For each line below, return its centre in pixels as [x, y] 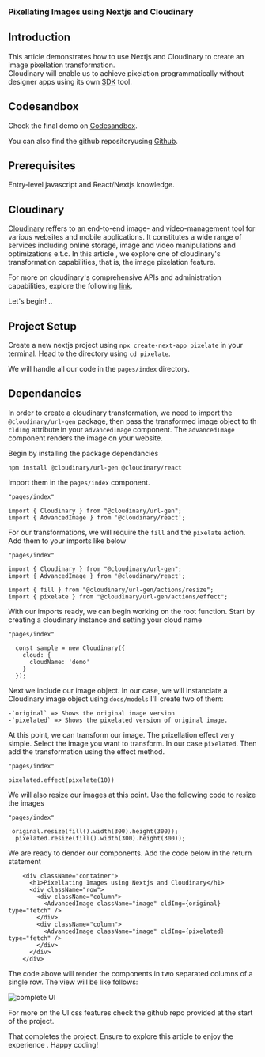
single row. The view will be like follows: [73, 982]
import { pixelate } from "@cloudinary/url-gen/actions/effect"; [118, 596]
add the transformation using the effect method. [86, 751]
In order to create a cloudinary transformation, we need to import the [120, 413]
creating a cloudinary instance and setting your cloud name [105, 620]
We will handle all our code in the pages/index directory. [99, 368]
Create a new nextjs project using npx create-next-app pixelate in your [126, 345]
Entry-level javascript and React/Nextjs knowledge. [92, 185]
